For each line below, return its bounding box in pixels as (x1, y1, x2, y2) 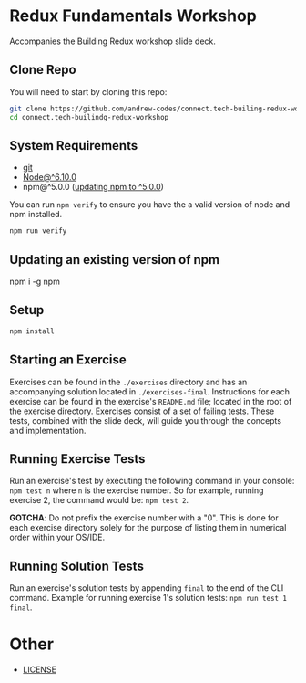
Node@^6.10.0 (22, 172, 77, 183)
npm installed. (9, 209, 63, 220)
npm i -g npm (9, 276, 61, 287)
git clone (9, 104, 47, 113)
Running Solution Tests (9, 558, 144, 573)
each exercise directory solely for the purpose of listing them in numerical (9, 522, 287, 533)
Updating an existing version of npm (9, 252, 220, 268)
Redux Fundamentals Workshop (9, 5, 257, 26)
